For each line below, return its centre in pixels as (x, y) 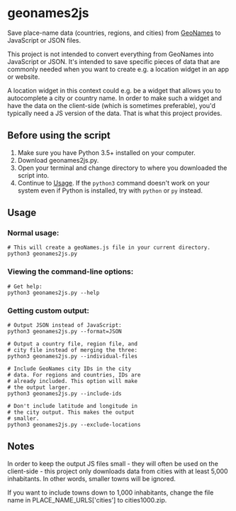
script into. (33, 175)
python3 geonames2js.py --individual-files (73, 357)
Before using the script (59, 135)
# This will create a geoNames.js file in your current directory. (109, 248)
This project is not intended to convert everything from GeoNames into (111, 54)
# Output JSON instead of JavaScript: (64, 326)
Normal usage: (33, 233)
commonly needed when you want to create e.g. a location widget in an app (118, 69)
